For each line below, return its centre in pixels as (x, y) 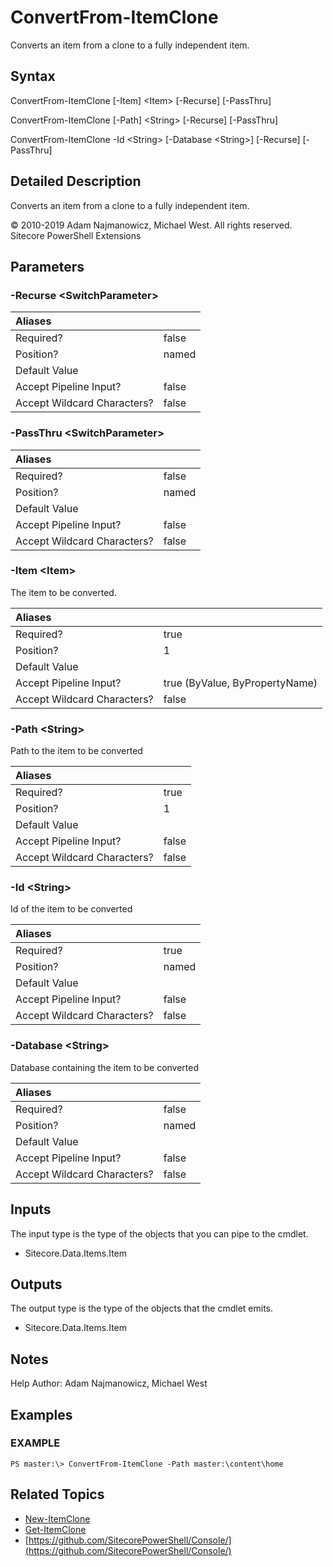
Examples (41, 1414)
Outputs (36, 1284)
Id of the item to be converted (71, 909)
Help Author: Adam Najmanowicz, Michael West (109, 1383)
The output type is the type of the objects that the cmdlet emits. (142, 1308)
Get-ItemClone (55, 1529)
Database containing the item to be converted (105, 1067)
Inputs (31, 1209)
